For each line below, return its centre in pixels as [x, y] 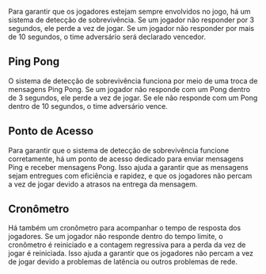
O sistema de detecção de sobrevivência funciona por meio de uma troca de [133, 81]
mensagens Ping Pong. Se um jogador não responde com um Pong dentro [129, 89]
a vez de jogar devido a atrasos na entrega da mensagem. [103, 184]
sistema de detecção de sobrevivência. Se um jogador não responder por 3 [131, 20]
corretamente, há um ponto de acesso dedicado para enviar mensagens [126, 159]
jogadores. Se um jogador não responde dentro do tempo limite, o [116, 237]
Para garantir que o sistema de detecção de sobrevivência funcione [119, 150]
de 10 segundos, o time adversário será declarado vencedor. [107, 37]
